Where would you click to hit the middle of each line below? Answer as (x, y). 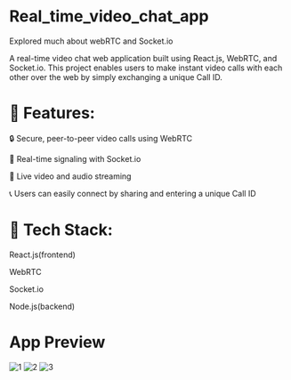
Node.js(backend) (42, 306)
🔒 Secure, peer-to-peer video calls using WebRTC (101, 138)
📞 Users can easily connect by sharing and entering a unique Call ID (133, 193)
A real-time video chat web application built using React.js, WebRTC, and (143, 58)
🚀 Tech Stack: (61, 230)
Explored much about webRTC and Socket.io (91, 41)
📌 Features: (52, 113)
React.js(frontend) (42, 255)
